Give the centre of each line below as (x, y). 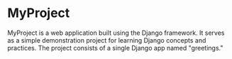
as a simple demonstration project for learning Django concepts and (107, 40)
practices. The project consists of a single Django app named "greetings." (115, 48)
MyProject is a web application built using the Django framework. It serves (116, 33)
